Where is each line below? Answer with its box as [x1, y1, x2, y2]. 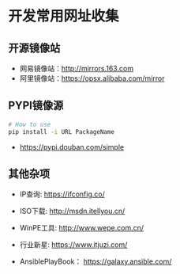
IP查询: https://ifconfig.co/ [19, 189, 105, 199]
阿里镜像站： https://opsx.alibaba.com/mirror [19, 74, 165, 83]
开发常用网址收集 [8, 7, 120, 25]
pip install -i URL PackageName [8, 127, 114, 135]
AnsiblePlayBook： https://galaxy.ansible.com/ [19, 257, 172, 266]
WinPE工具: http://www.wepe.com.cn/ [19, 223, 144, 233]
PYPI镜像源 [8, 99, 64, 112]
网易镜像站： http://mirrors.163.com [19, 64, 134, 73]
